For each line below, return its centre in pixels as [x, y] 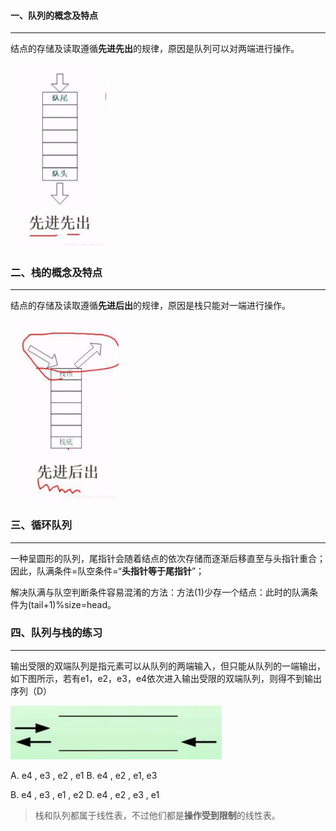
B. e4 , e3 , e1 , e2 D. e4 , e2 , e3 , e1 [85, 794]
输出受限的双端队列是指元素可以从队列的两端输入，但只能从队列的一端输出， [168, 666]
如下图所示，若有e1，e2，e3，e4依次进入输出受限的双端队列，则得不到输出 [166, 678]
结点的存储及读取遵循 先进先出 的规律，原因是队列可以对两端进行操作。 [155, 49]
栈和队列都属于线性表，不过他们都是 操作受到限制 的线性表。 [157, 815]
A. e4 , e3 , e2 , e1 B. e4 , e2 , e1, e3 [84, 775]
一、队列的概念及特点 [54, 15]
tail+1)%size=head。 [74, 604]
